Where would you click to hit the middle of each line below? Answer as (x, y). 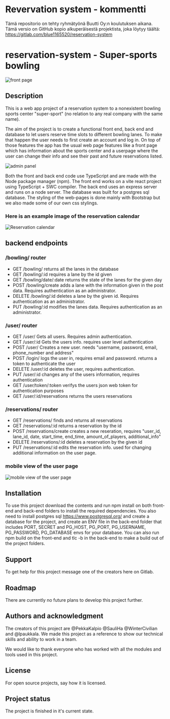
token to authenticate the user (44, 364)
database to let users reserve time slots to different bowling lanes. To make (84, 134)
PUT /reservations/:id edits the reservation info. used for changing (82, 448)
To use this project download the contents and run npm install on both (78, 505)
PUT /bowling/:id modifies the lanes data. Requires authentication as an (87, 306)
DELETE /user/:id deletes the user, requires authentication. (74, 369)
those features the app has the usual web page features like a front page (81, 145)
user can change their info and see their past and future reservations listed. (84, 156)
